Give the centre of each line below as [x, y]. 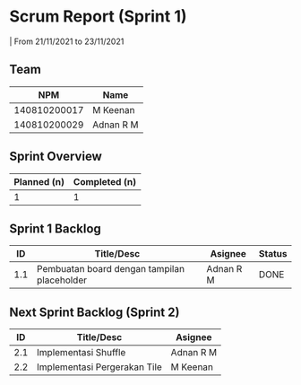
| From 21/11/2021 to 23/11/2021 [67, 41]
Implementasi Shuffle [82, 353]
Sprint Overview [56, 157]
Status [273, 254]
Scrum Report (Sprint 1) [98, 17]
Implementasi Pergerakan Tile [100, 367]
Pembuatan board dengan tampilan [111, 269]
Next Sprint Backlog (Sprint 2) [95, 312]
